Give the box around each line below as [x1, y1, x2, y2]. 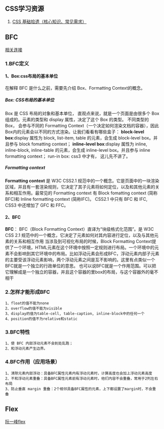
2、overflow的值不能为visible [5, 306, 62, 311]
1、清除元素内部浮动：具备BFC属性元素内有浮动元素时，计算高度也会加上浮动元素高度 [5, 371, 153, 376]
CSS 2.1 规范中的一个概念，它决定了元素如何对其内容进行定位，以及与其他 [5, 232, 155, 238]
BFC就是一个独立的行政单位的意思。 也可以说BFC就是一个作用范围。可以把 [5, 262, 157, 268]
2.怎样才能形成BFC [5, 288, 50, 295]
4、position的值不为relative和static [5, 316, 77, 322]
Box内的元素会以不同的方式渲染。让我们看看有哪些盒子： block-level [5, 129, 144, 135]
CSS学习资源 [5, 4, 45, 13]
